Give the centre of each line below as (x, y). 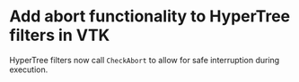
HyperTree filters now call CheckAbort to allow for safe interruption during (145, 60)
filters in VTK (60, 35)
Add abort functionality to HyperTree (149, 16)
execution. (29, 70)
